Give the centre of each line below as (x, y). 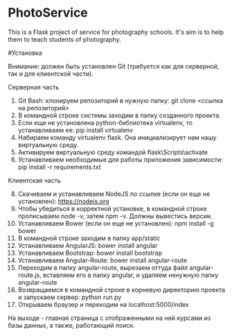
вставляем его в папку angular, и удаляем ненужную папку (131, 275)
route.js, (29, 275)
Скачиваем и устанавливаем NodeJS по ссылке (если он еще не (114, 194)
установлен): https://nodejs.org (63, 201)
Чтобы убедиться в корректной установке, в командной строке (112, 208)
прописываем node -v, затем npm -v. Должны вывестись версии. (115, 216)
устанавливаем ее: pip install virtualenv (75, 130)
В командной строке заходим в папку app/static (89, 238)
